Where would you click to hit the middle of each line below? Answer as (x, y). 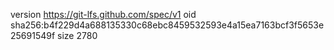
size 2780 (77, 35)
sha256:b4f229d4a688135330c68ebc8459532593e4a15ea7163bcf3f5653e (167, 25)
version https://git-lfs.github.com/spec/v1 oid (103, 14)
